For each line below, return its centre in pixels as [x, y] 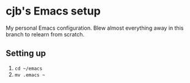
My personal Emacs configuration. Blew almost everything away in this [95, 28]
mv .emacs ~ [30, 75]
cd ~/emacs [28, 68]
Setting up [26, 54]
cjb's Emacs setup [53, 11]
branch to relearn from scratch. [45, 34]
